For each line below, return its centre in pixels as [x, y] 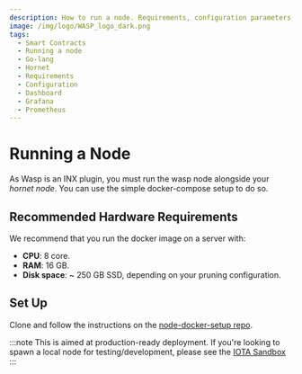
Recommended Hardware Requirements [124, 217]
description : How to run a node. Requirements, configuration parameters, [152, 18]
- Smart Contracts [52, 43]
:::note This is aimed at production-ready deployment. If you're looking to [145, 342]
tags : [19, 34]
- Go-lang [36, 59]
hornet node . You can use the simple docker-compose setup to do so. [139, 189]
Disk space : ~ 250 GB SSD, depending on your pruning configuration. [151, 275]
